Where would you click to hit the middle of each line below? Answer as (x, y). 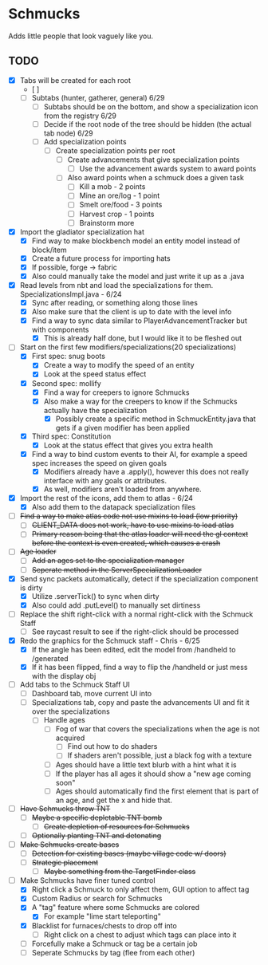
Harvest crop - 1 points (117, 214)
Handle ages (64, 720)
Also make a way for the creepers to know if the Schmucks (140, 401)
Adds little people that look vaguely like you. (81, 36)
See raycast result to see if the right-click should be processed (135, 632)
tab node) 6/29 (68, 133)
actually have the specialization (95, 410)
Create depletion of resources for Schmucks (116, 826)
